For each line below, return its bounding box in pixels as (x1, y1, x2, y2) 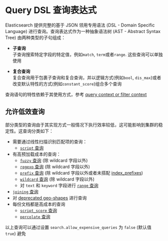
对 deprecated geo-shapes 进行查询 (12, 194, 87, 200)
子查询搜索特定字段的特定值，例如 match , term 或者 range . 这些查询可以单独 (12, 51, 163, 57)
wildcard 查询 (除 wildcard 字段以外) (19, 176, 95, 182)
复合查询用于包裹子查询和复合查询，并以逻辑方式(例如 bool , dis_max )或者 (12, 74, 161, 80)
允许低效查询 (5, 107, 45, 116)
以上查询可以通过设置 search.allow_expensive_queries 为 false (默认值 (5, 224, 151, 230)
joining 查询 (12, 188, 38, 194)
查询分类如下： (22, 128, 53, 134)
